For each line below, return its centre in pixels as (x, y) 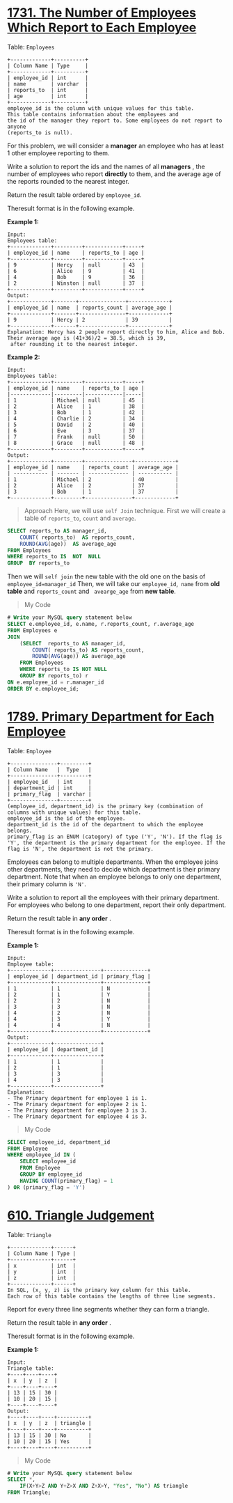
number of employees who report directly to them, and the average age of (114, 174)
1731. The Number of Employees (102, 13)
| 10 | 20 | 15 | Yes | (49, 1441)
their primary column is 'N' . (47, 884)
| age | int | (48, 96)
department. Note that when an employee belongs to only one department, (114, 876)
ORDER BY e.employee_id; (43, 688)
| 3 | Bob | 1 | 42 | (76, 412)
